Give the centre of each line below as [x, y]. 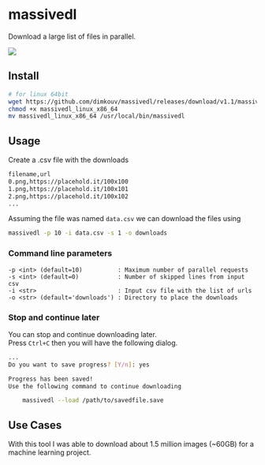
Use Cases [35, 425]
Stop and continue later [54, 317]
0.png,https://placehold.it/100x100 [68, 182]
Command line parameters [60, 253]
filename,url [30, 174]
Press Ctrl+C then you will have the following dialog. [93, 343]
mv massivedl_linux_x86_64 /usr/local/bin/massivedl [97, 116]
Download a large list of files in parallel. [72, 36]
